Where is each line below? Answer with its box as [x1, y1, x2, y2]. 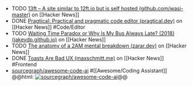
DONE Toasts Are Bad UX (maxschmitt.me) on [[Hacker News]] [11, 55, 164, 61]
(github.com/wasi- [139, 5, 184, 12]
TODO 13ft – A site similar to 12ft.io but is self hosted [11, 5, 138, 12]
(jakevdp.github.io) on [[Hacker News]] [11, 36, 106, 43]
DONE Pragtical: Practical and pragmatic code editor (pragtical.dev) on [11, 18, 182, 24]
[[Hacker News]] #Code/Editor [11, 23, 86, 30]
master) [11, 11, 31, 18]
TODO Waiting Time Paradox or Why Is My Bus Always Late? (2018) [11, 30, 175, 37]
